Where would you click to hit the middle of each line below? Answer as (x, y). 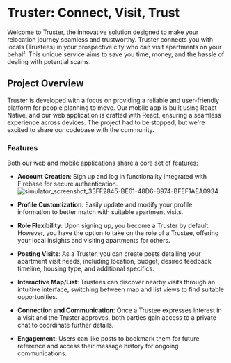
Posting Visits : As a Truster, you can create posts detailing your (109, 254)
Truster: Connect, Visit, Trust (93, 13)
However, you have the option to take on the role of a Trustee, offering (118, 233)
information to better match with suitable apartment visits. (100, 212)
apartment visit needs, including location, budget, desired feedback (114, 261)
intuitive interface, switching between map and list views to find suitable (121, 289)
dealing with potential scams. (49, 61)
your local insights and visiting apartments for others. (94, 241)
